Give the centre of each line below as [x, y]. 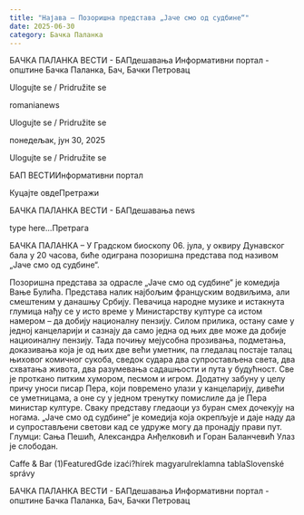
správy [22, 473]
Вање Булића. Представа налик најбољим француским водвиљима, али [150, 292]
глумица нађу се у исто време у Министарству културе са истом [136, 311]
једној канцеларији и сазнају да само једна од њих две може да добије [148, 331]
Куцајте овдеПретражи [54, 193]
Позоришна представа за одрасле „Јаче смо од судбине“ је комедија [145, 283]
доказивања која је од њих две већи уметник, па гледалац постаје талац [151, 350]
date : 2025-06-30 [42, 26]
